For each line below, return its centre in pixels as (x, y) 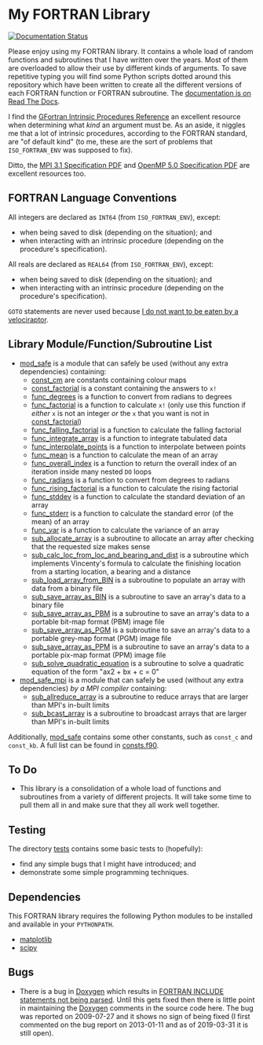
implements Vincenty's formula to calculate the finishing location (136, 563)
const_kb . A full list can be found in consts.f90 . (84, 745)
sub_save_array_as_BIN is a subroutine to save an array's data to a (138, 596)
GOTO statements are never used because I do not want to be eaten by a (123, 311)
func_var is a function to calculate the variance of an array (125, 530)
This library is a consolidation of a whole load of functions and (120, 788)
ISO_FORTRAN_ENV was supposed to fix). (71, 150)
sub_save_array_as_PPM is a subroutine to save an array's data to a (140, 646)
